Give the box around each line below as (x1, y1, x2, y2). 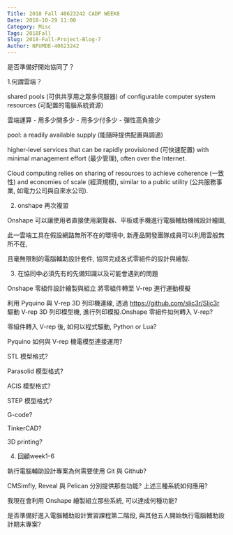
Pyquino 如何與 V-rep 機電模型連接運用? (7, 338, 123, 345)
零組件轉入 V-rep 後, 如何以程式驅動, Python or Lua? (7, 322, 157, 331)
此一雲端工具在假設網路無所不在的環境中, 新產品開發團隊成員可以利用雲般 (7, 231, 218, 239)
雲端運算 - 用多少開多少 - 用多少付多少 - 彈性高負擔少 (7, 116, 160, 124)
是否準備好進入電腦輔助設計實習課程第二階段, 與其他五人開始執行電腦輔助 (7, 511, 218, 520)
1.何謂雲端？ (7, 77, 43, 86)
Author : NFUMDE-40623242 (7, 43, 80, 50)
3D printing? (7, 437, 43, 446)
